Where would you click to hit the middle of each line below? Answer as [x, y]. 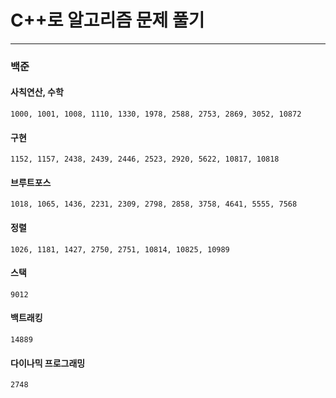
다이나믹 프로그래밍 [48, 363]
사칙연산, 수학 [37, 92]
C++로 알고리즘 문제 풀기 [107, 20]
